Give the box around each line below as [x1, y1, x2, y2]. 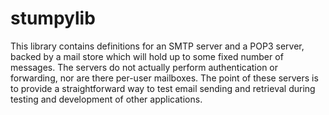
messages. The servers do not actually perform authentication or [10, 61, 279, 73]
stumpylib [10, 7, 96, 30]
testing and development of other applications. [10, 93, 203, 105]
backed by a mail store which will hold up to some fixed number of [10, 50, 284, 62]
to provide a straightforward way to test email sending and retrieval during [10, 82, 316, 94]
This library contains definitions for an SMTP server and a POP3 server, [10, 40, 305, 52]
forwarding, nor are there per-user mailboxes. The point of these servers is [10, 72, 319, 84]
